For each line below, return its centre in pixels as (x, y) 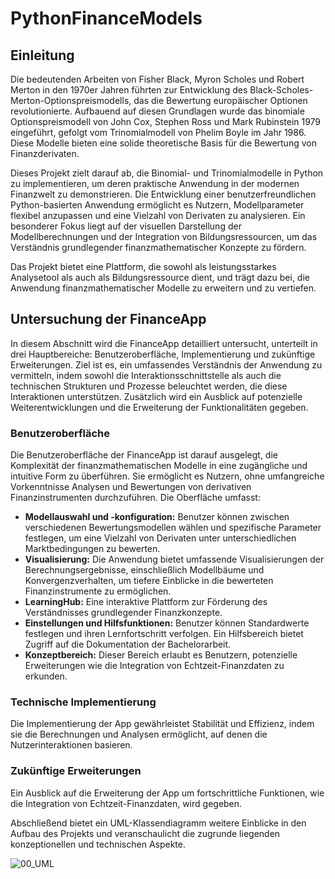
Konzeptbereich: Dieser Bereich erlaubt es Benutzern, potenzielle (161, 655)
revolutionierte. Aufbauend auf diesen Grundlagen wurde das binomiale (157, 111)
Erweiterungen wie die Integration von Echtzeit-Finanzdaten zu (154, 666)
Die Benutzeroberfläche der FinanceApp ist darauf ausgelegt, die (144, 455)
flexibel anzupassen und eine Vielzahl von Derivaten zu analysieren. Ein (158, 215)
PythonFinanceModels (106, 18)
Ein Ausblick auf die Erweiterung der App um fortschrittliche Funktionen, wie (167, 793)
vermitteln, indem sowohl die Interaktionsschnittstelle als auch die (146, 375)
